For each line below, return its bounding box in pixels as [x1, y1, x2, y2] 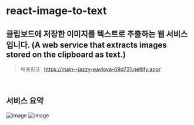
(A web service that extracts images [31, 40, 168, 50]
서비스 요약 [6, 96, 44, 106]
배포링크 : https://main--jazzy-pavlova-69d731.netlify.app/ [20, 66, 161, 73]
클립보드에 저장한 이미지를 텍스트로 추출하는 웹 [6, 29, 165, 39]
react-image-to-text [6, 4, 107, 18]
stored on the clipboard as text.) [6, 49, 126, 59]
